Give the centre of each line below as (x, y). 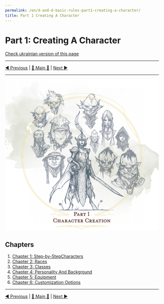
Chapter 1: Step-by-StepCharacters (48, 257)
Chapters (20, 245)
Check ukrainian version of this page (42, 54)
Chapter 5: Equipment (34, 277)
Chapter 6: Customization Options (46, 282)
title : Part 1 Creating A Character (42, 15)
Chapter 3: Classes (31, 267)
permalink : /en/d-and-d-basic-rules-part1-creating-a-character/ (73, 10)
